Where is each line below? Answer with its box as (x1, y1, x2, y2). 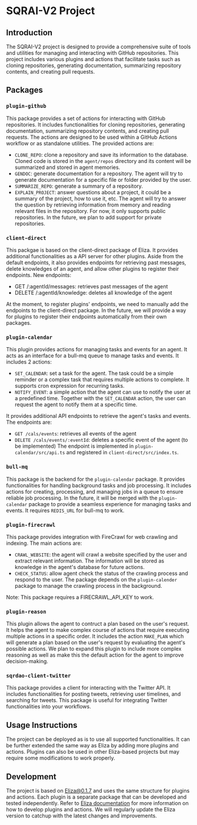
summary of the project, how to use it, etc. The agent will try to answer (14, 195, 186, 202)
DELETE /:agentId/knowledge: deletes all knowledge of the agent (14, 289, 172, 296)
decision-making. (6, 658, 49, 665)
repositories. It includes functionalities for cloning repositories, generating (6, 121, 185, 128)
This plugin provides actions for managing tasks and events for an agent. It (6, 346, 188, 353)
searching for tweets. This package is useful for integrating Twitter (6, 697, 168, 704)
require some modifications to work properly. (6, 754, 116, 761)
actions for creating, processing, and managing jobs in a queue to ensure (6, 488, 183, 495)
